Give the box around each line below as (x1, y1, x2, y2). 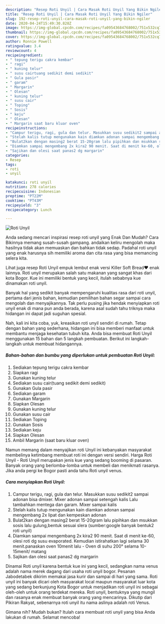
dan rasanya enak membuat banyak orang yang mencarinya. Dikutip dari (5, 595, 152, 600)
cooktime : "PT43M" (5, 198, 43, 203)
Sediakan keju (12, 427, 41, 433)
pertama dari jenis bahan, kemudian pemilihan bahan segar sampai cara (5, 295, 151, 301)
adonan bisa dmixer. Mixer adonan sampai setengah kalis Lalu (12, 497, 138, 503)
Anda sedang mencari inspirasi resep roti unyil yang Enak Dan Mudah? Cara (5, 235, 159, 240)
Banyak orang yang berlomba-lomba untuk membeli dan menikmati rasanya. (5, 462, 160, 468)
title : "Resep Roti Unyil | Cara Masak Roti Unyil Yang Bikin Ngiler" (5, 12, 153, 17)
